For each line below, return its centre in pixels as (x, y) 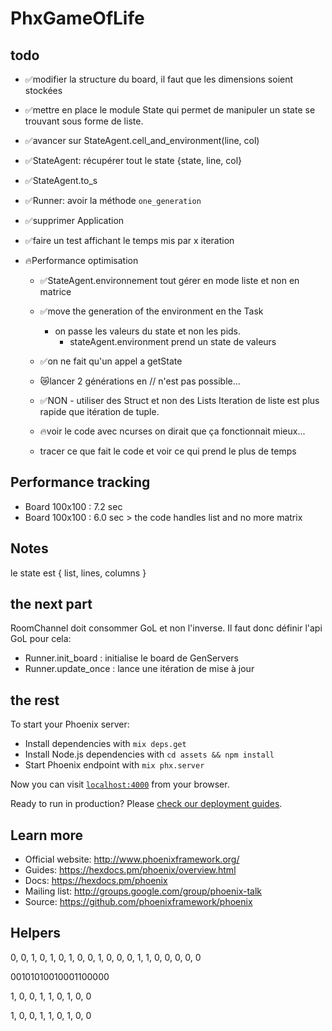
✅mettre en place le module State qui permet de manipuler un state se (170, 110)
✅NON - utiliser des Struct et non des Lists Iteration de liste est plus (179, 400)
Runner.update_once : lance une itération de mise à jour (139, 669)
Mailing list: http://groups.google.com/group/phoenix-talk (143, 891)
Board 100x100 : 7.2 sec (73, 506)
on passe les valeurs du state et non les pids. (148, 331)
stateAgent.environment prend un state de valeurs (173, 341)
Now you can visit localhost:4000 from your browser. (120, 784)
